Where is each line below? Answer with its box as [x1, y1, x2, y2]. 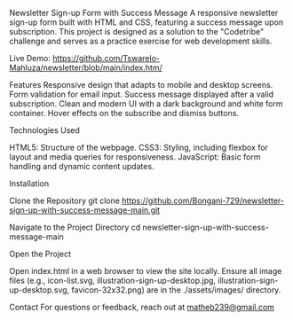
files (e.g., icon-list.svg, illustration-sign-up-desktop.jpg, [9, 275, 216, 286]
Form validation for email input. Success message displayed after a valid [9, 89, 274, 99]
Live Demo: [9, 53, 51, 63]
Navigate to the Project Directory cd [9, 222, 141, 232]
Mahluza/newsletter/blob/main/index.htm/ [9, 62, 162, 73]
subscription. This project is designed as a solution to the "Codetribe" [9, 27, 265, 36]
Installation [9, 178, 50, 189]
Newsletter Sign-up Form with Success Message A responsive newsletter [9, 8, 279, 18]
